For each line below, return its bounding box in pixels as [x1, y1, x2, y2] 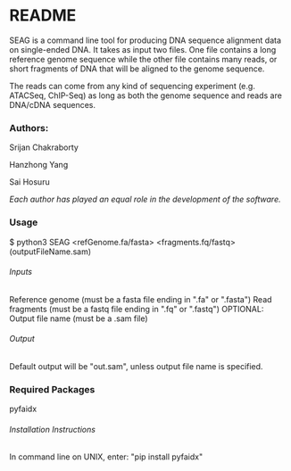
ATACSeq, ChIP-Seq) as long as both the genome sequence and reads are [9, 90, 283, 101]
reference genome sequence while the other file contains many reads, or [9, 54, 278, 64]
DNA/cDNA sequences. [9, 99, 96, 110]
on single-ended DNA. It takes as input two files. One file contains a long [9, 44, 277, 54]
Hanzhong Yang [9, 160, 69, 170]
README [9, 5, 77, 26]
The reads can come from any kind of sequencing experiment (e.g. [9, 80, 256, 91]
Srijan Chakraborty [9, 142, 79, 153]
